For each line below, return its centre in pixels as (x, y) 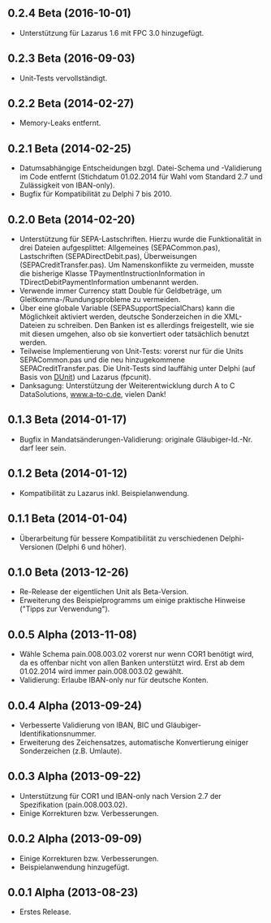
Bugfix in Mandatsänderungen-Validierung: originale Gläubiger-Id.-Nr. (136, 439)
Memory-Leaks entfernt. (60, 123)
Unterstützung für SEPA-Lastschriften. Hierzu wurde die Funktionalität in (140, 239)
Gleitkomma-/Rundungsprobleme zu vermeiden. (100, 300)
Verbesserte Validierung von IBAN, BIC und (91, 725)
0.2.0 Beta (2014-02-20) (71, 220)
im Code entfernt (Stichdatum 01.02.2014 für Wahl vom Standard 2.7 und (141, 177)
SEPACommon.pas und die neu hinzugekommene (102, 360)
